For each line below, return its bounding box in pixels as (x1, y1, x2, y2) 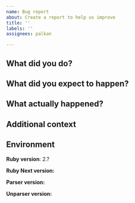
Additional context (6, 119, 76, 129)
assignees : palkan (6, 31, 52, 37)
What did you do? (6, 58, 73, 69)
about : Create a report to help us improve (6, 14, 116, 20)
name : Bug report (6, 8, 49, 15)
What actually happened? (6, 99, 104, 109)
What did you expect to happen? (6, 78, 129, 88)
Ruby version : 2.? (6, 155, 49, 162)
